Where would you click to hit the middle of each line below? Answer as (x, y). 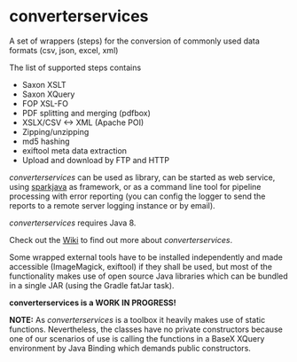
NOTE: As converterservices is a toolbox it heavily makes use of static (137, 319)
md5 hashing (46, 141)
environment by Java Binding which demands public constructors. (130, 348)
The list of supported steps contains (75, 67)
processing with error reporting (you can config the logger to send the (137, 196)
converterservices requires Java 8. (73, 223)
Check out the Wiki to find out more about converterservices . (121, 240)
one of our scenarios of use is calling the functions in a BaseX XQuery (137, 338)
